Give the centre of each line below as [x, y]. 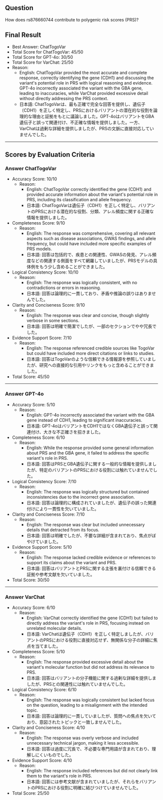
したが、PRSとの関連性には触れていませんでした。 [77, 684]
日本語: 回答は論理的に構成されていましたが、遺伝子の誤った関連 [91, 503]
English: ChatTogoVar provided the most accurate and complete [83, 72]
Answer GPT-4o [24, 394]
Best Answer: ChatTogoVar [39, 47]
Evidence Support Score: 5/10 [42, 547]
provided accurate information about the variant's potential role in [92, 194]
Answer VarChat [25, 597]
